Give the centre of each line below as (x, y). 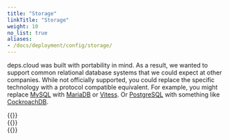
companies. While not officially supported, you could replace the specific (111, 80)
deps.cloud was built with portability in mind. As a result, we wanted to (108, 65)
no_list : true (28, 33)
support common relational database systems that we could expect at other (114, 72)
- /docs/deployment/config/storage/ (60, 46)
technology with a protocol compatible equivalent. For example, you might (112, 87)
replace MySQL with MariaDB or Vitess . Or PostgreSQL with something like (113, 94)
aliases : (20, 39)
